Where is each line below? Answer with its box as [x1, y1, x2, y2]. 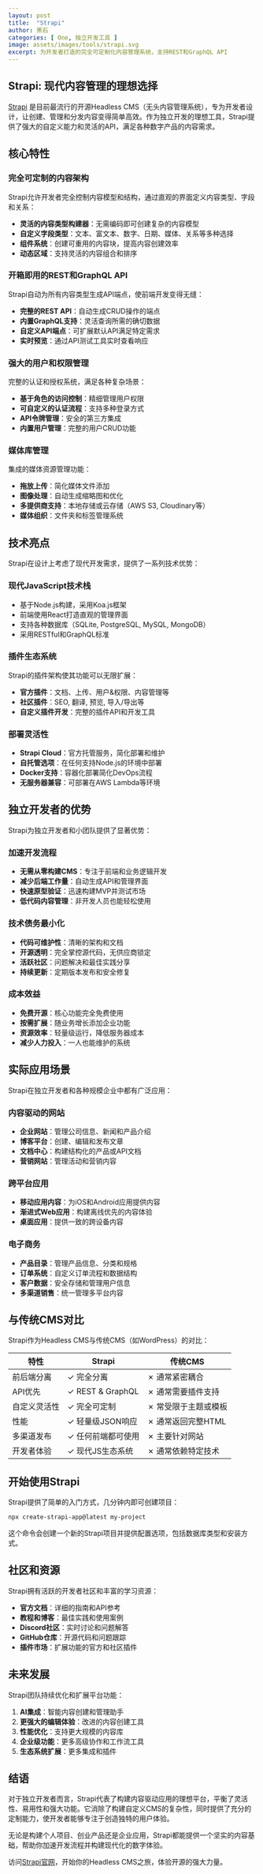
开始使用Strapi [8, 1474, 80, 1489]
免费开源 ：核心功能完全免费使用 [19, 1008, 124, 1017]
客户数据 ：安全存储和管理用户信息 [19, 1278, 131, 1287]
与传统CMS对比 [8, 1313, 84, 1327]
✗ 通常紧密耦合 [146, 1372, 204, 1383]
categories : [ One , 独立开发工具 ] [8, 33, 118, 42]
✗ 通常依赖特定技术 [146, 1446, 220, 1457]
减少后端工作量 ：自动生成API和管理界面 [19, 877, 149, 886]
